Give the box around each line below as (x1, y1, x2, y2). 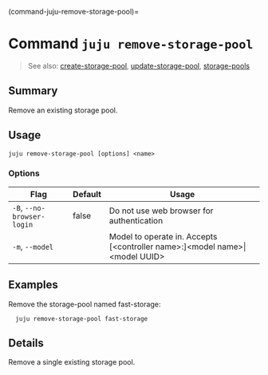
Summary (8, 84, 58, 98)
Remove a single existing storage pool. (8, 357, 136, 367)
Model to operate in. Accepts (108, 231, 218, 242)
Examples (8, 278, 58, 292)
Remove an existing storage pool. (8, 105, 118, 115)
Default (73, 188, 102, 199)
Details (8, 337, 44, 350)
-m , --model (12, 241, 54, 252)
